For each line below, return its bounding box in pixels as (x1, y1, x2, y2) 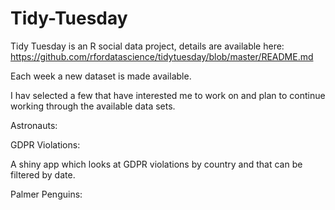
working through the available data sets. (10, 100, 176, 112)
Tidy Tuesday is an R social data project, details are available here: (10, 40, 285, 52)
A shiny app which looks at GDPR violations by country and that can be (10, 158, 303, 170)
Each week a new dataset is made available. (10, 70, 192, 82)
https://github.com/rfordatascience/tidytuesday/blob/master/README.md (10, 50, 314, 62)
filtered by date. (10, 168, 76, 181)
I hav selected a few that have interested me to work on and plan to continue (10, 89, 326, 101)
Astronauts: (10, 119, 58, 131)
